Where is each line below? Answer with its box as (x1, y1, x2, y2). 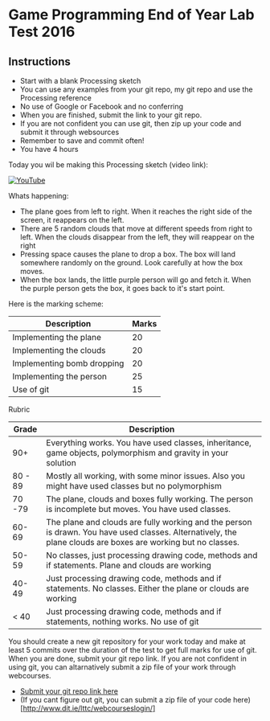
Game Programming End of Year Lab (8, 6, 255, 24)
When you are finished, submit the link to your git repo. (19, 110, 202, 120)
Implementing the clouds (12, 345, 106, 355)
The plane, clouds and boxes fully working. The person (46, 494, 253, 504)
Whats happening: (8, 191, 69, 200)
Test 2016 (8, 23, 76, 41)
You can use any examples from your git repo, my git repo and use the (19, 84, 253, 94)
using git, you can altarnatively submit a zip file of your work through (8, 662, 236, 672)
